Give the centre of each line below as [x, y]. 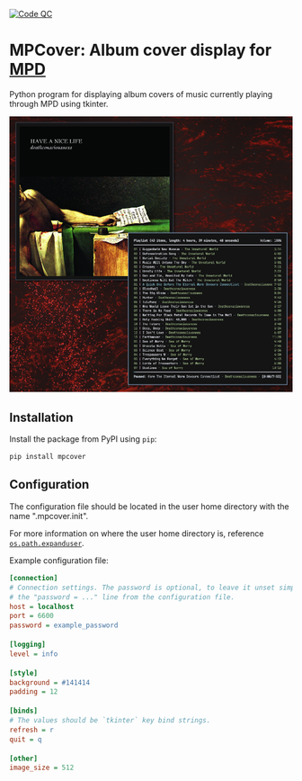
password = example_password [64, 625]
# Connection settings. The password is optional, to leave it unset [142, 588]
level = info [34, 654]
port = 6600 [31, 616]
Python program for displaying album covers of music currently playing [141, 94]
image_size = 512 [42, 768]
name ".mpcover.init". [49, 516]
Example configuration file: [59, 560]
